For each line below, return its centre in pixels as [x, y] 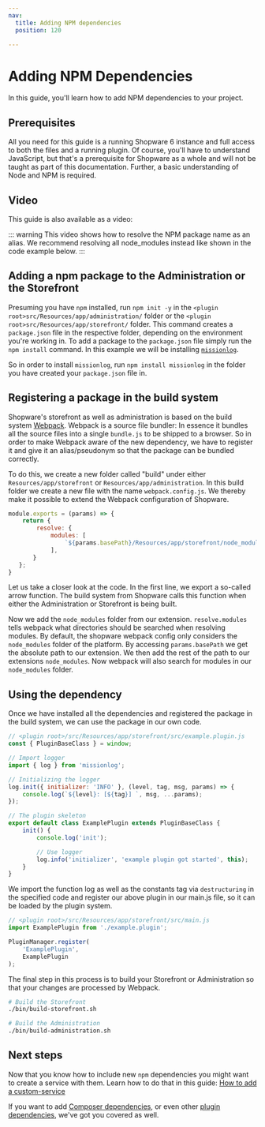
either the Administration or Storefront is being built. [93, 604]
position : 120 [38, 30]
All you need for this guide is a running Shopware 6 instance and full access [131, 142]
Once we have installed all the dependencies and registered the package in [131, 713]
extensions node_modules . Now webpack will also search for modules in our [130, 661]
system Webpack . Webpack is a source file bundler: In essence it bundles [128, 425]
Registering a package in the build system [113, 398]
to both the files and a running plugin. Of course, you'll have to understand [129, 150]
